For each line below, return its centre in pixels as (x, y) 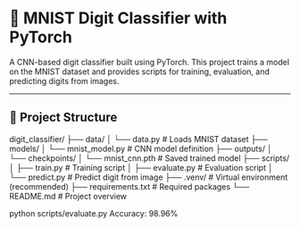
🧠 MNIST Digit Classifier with (118, 18)
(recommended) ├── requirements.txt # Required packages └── (129, 186)
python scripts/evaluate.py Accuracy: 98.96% (94, 213)
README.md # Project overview (68, 196)
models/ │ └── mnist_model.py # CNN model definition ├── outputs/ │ (141, 148)
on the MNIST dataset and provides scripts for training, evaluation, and (139, 72)
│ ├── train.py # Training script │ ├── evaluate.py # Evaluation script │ (142, 167)
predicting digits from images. (64, 80)
